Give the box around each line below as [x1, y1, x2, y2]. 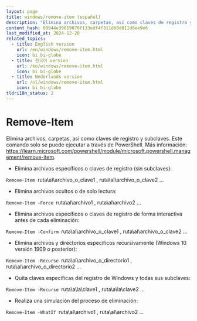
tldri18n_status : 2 [6, 90, 54, 96]
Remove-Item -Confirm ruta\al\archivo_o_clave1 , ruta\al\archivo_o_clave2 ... [6, 228, 188, 235]
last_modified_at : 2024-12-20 [6, 30, 80, 36]
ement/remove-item [6, 153, 55, 160]
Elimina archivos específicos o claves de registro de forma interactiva [14, 210, 183, 217]
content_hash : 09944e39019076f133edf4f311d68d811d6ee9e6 [6, 25, 148, 31]
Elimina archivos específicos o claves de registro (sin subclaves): [14, 165, 172, 172]
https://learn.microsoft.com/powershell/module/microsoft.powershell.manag [6, 147, 191, 154]
